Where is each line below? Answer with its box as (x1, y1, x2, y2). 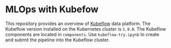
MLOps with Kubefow (5, 4, 99, 15)
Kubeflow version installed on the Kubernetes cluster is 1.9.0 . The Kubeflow (5, 26, 166, 32)
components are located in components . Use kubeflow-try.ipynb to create (5, 31, 160, 37)
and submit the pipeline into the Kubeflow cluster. (5, 37, 110, 43)
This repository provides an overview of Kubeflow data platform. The (5, 20, 151, 27)
